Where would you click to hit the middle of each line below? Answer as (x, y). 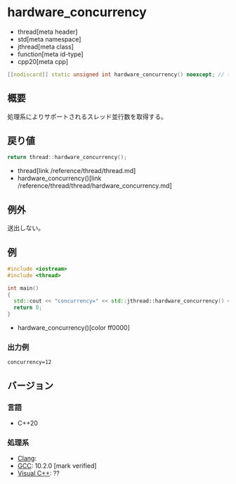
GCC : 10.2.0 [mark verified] (57, 466)
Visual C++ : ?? (38, 473)
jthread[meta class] (45, 46)
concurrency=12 (29, 362)
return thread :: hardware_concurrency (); (67, 158)
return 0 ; (28, 308)
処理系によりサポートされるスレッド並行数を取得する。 (87, 116)
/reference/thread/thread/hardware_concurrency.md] (94, 186)
